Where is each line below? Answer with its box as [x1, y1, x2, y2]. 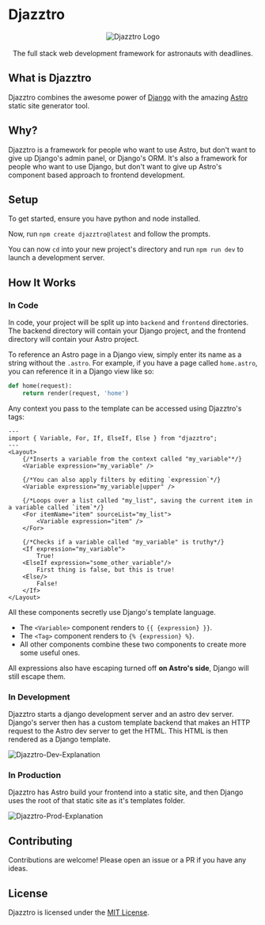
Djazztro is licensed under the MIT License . [8, 908, 150, 917]
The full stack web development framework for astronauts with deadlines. [13, 48, 253, 58]
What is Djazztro [8, 71, 92, 85]
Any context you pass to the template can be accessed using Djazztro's [8, 404, 242, 413]
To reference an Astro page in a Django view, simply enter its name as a [8, 350, 242, 359]
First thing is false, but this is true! [36, 566, 176, 574]
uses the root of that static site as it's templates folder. [8, 796, 186, 806]
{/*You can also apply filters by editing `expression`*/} [22, 476, 221, 483]
